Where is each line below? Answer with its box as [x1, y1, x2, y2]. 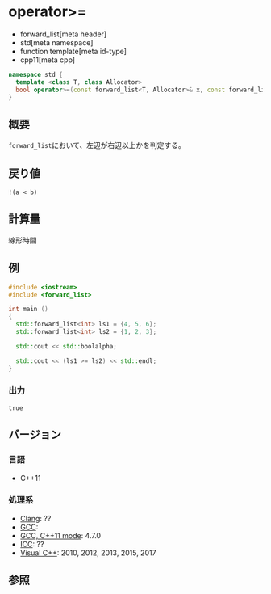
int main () [8, 305, 48, 314]
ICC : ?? [19, 539, 44, 549]
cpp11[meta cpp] [19, 55, 75, 65]
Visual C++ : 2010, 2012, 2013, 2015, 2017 [19, 548, 156, 558]
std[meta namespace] [19, 37, 94, 47]
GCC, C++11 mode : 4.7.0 [19, 530, 102, 540]
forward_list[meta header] [19, 29, 107, 39]
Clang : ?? [19, 513, 52, 523]
